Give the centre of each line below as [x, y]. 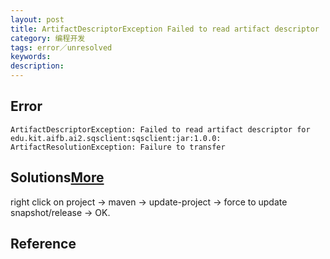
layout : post [37, 19]
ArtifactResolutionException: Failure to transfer [118, 147]
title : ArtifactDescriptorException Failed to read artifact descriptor [165, 29]
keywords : [31, 57]
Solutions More [57, 177]
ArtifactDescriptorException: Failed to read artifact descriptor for [160, 129]
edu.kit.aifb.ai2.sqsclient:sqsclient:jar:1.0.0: [116, 138]
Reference [43, 244]
